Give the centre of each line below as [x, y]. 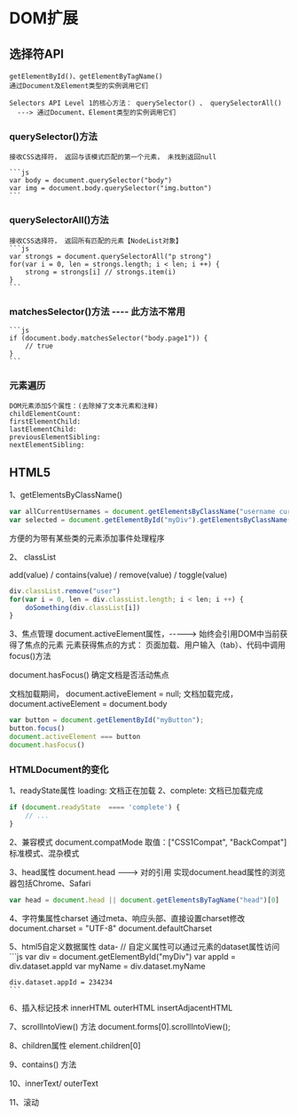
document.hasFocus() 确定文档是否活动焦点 [90, 675]
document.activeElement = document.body [88, 704]
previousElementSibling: [55, 438]
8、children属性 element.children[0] [75, 1045]
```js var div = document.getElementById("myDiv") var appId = [123, 956]
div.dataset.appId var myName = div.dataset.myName [107, 966]
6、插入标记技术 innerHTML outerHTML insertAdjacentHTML [121, 1008]
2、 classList [32, 557]
